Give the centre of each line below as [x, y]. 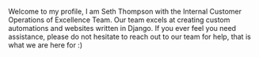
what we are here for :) [46, 45]
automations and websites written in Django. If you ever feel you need [122, 28]
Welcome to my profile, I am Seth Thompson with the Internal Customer [125, 11]
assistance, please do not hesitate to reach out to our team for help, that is [129, 36]
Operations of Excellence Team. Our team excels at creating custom [119, 20]
